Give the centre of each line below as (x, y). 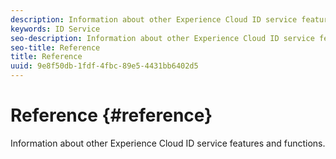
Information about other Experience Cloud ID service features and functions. (168, 143)
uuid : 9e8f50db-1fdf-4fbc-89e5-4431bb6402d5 (104, 66)
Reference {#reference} (111, 115)
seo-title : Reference (55, 47)
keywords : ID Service (55, 29)
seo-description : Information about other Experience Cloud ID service (162, 38)
